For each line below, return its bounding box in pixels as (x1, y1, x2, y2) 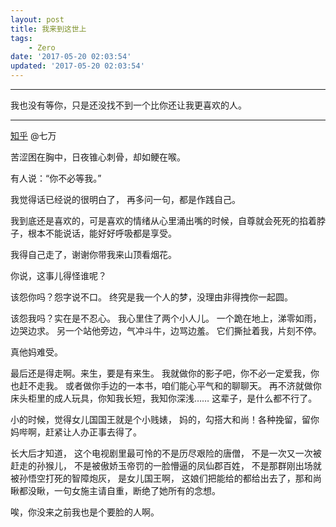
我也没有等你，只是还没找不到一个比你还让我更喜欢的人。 (10, 99, 247, 111)
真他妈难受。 (10, 346, 63, 358)
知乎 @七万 (10, 130, 57, 141)
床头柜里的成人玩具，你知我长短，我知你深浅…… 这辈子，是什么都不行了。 (10, 392, 318, 404)
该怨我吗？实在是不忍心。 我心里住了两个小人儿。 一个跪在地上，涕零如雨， (10, 312, 322, 324)
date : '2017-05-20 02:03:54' (10, 52, 132, 62)
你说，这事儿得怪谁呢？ (10, 270, 107, 281)
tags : (10, 33, 33, 43)
